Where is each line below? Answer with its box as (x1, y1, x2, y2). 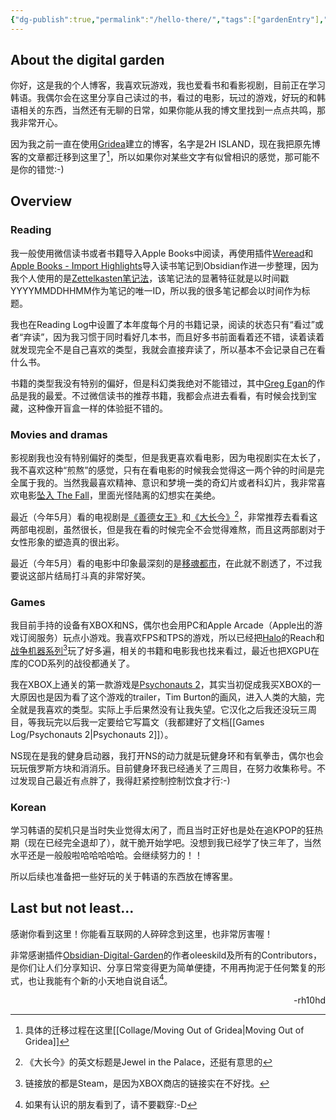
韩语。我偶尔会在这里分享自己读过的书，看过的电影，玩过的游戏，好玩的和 (10, 92, 317, 104)
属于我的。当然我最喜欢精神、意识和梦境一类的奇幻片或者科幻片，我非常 (18, 477, 317, 489)
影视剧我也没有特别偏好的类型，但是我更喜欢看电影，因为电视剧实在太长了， (10, 452, 326, 464)
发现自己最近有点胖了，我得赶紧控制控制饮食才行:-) (18, 774, 231, 786)
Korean (10, 800, 47, 814)
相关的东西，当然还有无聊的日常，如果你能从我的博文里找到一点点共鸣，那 (18, 104, 326, 116)
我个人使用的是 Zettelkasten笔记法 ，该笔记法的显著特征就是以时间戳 (10, 272, 290, 284)
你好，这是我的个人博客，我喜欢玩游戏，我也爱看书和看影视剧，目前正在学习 (10, 79, 326, 91)
